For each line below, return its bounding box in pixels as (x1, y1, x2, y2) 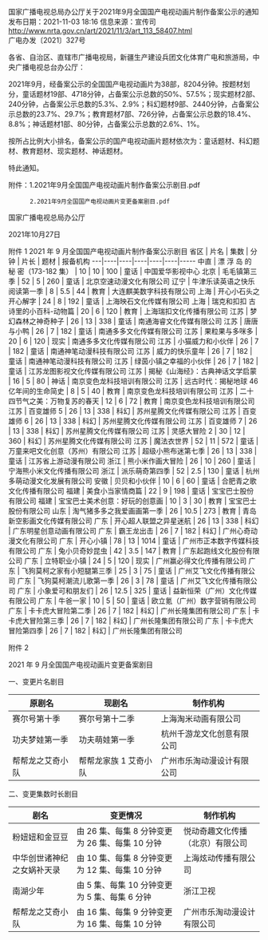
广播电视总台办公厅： (14, 62, 85, 72)
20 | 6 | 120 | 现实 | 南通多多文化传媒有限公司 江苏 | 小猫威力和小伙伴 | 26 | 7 (8, 336, 259, 346)
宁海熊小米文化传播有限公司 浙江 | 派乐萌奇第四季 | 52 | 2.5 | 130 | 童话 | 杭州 (8, 466, 260, 475)
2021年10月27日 (8, 230, 61, 239)
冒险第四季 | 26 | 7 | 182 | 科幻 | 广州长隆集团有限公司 (8, 626, 183, 635)
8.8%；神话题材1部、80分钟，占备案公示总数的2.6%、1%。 (8, 119, 204, 129)
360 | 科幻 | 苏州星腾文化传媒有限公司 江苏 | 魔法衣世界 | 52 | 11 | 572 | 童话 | (8, 436, 259, 446)
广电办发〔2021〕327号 (8, 35, 86, 45)
